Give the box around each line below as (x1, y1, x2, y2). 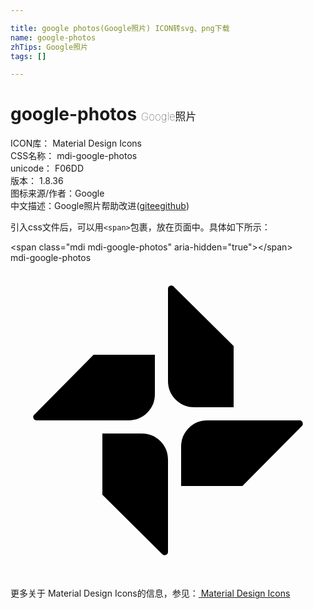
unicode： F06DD (10, 162, 85, 175)
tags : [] (10, 51, 47, 61)
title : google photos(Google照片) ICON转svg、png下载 (10, 23, 230, 33)
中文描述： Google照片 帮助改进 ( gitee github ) (10, 200, 190, 212)
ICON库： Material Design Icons (10, 137, 142, 150)
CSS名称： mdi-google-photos (10, 150, 138, 162)
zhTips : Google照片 (10, 42, 89, 52)
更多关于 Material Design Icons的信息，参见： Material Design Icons (10, 587, 291, 600)
